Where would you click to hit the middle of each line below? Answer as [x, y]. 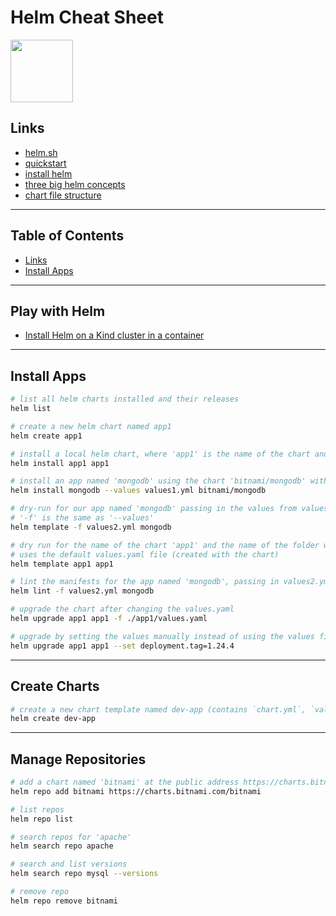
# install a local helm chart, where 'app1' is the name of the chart [160, 454]
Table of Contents [67, 236]
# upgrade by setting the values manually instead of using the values [162, 636]
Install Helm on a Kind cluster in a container [114, 335]
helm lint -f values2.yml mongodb [82, 591]
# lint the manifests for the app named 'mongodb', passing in [145, 582]
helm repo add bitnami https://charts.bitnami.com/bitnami [136, 791]
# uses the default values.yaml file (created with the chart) [145, 554]
